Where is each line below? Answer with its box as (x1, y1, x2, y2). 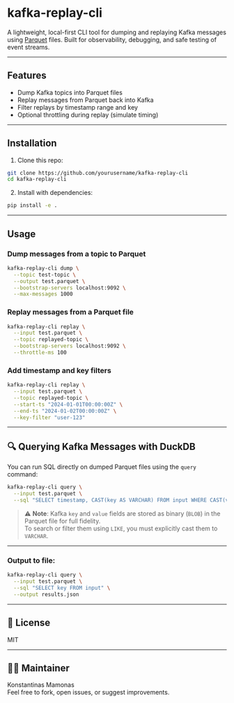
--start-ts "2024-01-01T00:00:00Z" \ (13, 400, 123, 408)
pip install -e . (7, 202, 58, 209)
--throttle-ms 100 (13, 349, 68, 356)
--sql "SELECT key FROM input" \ (13, 584, 111, 591)
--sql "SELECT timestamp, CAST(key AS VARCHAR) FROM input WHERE (13, 497, 208, 504)
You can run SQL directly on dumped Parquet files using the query (7, 463, 196, 471)
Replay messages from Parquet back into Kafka (17, 96, 155, 104)
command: (7, 470, 38, 479)
